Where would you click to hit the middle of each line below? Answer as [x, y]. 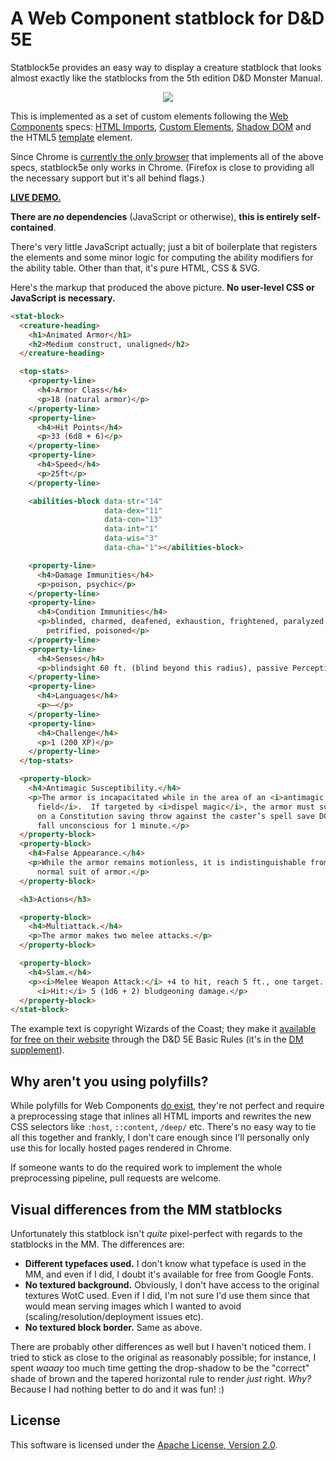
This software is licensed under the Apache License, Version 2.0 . [144, 1444]
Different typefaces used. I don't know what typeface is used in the [165, 1263]
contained [32, 227]
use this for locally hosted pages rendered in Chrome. [121, 1148]
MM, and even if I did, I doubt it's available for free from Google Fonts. [169, 1274]
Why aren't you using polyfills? [109, 1081]
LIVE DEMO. [36, 197]
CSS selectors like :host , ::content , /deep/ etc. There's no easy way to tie [163, 1127]
